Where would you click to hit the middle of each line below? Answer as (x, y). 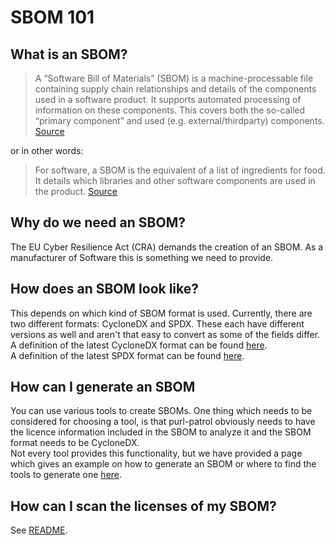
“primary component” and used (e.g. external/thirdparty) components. (179, 120)
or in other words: (47, 150)
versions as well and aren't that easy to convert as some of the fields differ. (165, 334)
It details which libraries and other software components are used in (175, 180)
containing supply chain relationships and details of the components (175, 89)
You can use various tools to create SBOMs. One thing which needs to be (161, 411)
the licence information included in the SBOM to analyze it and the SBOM (161, 432)
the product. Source (76, 191)
